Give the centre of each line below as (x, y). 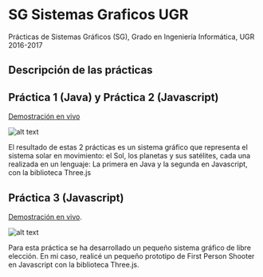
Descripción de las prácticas (80, 70)
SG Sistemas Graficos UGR (98, 15)
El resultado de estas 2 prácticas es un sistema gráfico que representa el (128, 147)
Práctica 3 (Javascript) (66, 198)
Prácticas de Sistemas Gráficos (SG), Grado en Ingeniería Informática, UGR (131, 37)
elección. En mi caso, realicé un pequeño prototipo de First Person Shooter (131, 256)
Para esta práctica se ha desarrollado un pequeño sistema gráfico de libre (130, 248)
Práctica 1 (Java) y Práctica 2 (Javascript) (114, 97)
